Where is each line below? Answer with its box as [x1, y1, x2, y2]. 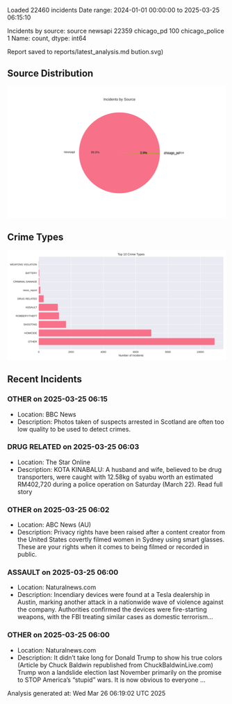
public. [17, 550, 38, 559]
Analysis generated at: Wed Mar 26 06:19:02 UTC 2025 [7, 689, 166, 697]
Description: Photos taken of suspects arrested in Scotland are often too [17, 417, 224, 426]
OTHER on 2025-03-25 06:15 [7, 394, 108, 404]
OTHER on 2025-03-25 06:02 [7, 505, 110, 514]
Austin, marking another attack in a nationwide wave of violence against [17, 598, 224, 607]
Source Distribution [7, 67, 94, 79]
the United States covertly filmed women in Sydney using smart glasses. [17, 535, 225, 544]
